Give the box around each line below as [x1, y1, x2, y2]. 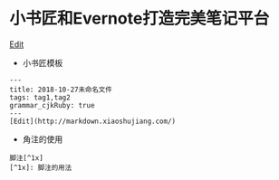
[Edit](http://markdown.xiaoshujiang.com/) [9, 117, 177, 126]
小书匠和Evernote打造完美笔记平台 [9, 8, 270, 29]
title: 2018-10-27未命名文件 [9, 85, 113, 94]
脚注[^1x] [9, 153, 43, 163]
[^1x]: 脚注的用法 [9, 163, 72, 172]
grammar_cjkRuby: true [9, 100, 95, 109]
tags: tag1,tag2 [9, 92, 71, 102]
